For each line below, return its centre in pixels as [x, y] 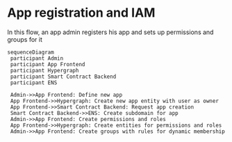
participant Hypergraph [44, 70]
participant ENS [34, 82]
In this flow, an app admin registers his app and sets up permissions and [110, 32]
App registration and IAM [81, 13]
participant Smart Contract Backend [63, 77]
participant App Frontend [48, 64]
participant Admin [37, 58]
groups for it [25, 39]
